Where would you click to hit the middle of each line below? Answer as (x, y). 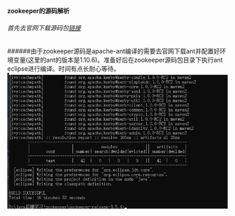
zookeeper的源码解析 (38, 11)
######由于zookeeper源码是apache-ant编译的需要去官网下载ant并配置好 (114, 51)
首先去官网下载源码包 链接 (44, 28)
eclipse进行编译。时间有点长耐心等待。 (64, 68)
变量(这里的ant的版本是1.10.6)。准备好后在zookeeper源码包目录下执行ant (118, 60)
